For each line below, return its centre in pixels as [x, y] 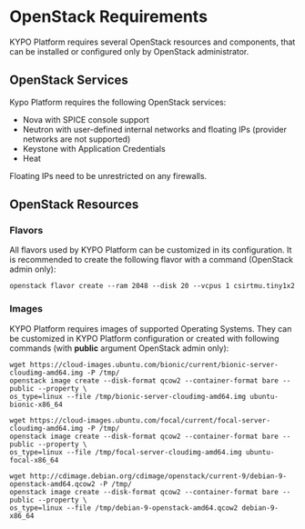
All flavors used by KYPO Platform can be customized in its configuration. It [151, 250]
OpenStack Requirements [108, 17]
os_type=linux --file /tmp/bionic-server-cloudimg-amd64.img [128, 396]
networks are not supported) [76, 139]
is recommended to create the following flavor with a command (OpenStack [152, 260]
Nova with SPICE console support [86, 119]
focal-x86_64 [34, 460]
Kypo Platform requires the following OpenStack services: [118, 102]
